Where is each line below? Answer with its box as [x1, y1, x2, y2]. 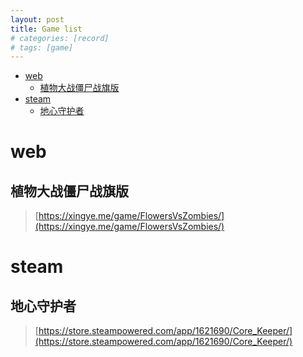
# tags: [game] [10, 42, 74, 53]
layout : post [10, 14, 65, 25]
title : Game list [10, 24, 83, 34]
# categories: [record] [10, 33, 110, 43]
